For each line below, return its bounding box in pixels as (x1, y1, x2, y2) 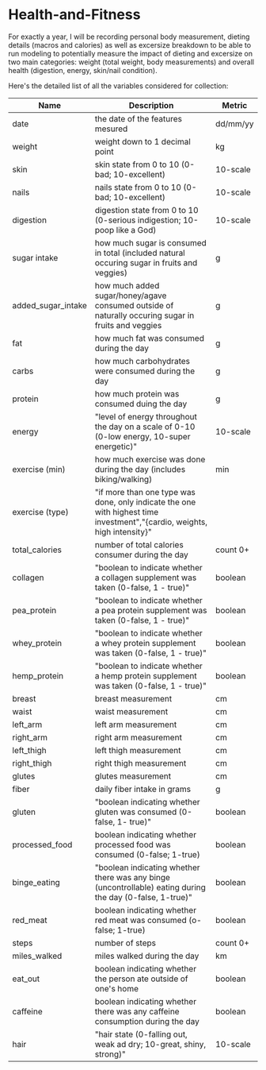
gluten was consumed (94, 806, 177, 817)
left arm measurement (94, 719, 177, 730)
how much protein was (94, 388, 180, 399)
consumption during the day (94, 1015, 200, 1026)
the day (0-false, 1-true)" (94, 891, 192, 902)
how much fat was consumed (94, 332, 204, 343)
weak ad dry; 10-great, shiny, (94, 1038, 207, 1049)
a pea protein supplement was (94, 605, 207, 616)
